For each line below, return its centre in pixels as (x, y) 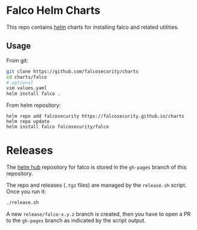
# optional (20, 83)
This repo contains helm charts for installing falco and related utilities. (92, 27)
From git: (17, 60)
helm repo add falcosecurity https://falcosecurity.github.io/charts (95, 117)
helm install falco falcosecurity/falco (58, 127)
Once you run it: (26, 192)
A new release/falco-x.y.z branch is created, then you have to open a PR (98, 214)
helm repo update (28, 122)
